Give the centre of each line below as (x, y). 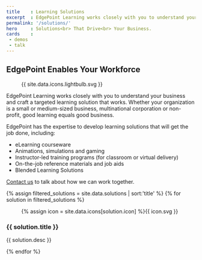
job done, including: (31, 133)
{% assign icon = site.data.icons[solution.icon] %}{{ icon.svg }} (100, 211)
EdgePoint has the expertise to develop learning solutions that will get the (97, 126)
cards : (20, 34)
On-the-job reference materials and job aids (69, 163)
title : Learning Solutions (45, 12)
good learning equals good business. (68, 115)
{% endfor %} (23, 251)
